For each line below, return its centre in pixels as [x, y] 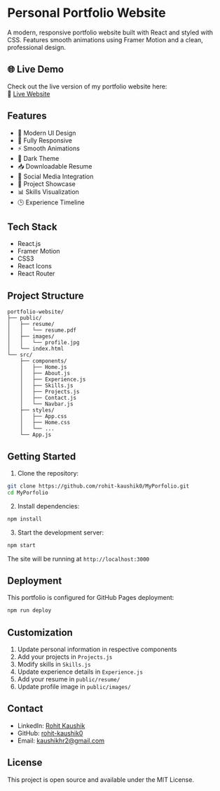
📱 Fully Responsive [44, 140]
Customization [40, 633]
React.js [29, 244]
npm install [25, 519]
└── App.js [36, 435]
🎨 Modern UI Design [47, 133]
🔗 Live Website [29, 93]
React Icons [35, 266]
